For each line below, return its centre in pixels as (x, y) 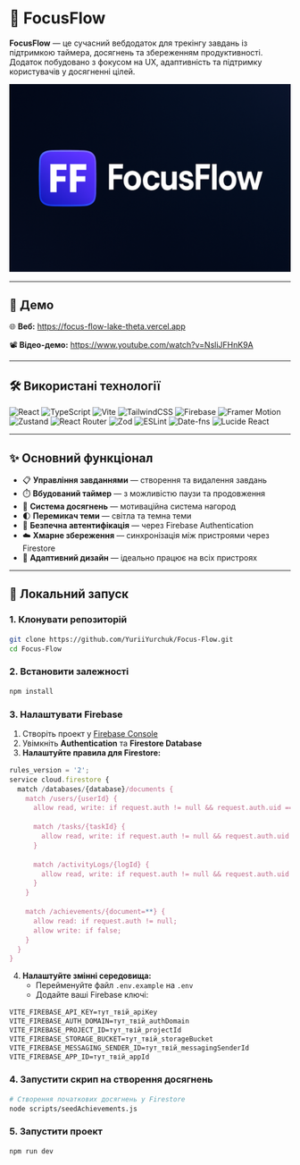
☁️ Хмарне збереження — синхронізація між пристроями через (146, 536)
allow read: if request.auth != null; (105, 921)
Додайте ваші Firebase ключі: (92, 995)
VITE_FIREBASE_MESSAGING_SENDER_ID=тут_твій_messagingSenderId (129, 1048)
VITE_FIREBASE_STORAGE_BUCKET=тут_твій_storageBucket (112, 1039)
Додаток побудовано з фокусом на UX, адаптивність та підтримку (136, 62)
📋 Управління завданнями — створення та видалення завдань (145, 480)
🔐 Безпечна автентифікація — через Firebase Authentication (138, 526)
